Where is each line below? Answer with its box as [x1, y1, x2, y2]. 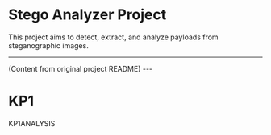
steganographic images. [8, 40, 89, 50]
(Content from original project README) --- [8, 63, 153, 73]
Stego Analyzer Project [8, 6, 167, 24]
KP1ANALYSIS [8, 118, 56, 128]
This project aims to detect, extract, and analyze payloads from [8, 32, 219, 42]
